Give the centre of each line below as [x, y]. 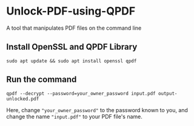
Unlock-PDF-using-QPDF [71, 11]
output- [168, 93]
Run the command [42, 80]
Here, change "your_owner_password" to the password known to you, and [97, 110]
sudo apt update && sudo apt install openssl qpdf [72, 61]
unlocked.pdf [23, 99]
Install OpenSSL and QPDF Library [72, 47]
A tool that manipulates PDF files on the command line [74, 28]
